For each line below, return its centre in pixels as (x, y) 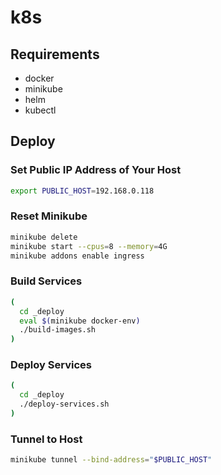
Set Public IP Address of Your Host (96, 170)
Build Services (46, 281)
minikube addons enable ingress (77, 256)
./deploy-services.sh (64, 404)
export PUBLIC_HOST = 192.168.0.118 (82, 191)
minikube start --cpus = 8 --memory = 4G (89, 246)
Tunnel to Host (46, 439)
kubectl (40, 110)
